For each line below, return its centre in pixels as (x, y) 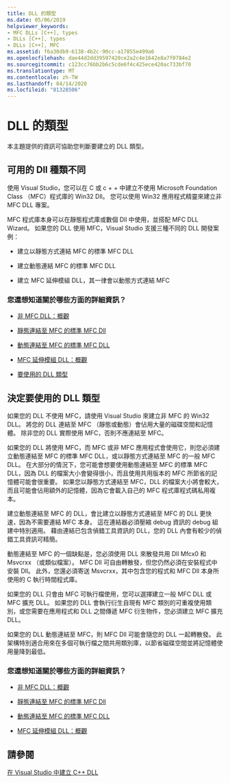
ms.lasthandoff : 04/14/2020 (47, 84)
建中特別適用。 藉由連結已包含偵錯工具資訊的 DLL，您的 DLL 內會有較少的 (112, 530)
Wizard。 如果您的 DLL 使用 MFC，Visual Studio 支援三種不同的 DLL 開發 (110, 228)
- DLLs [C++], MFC (33, 45)
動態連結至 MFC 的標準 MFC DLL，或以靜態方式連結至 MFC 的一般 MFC (114, 456)
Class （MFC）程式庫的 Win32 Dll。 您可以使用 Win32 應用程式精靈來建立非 (115, 196)
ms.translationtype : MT (41, 71)
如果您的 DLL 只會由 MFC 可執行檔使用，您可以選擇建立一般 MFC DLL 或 (110, 594)
